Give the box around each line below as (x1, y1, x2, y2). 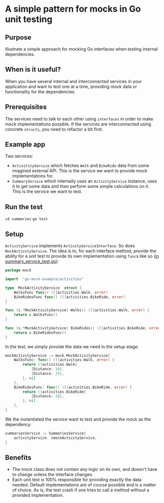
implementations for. (12, 173, 54, 179)
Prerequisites (5, 103, 47, 111)
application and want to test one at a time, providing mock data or (5, 83, 138, 89)
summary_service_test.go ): (5, 259, 60, 264)
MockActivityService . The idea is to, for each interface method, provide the (5, 248, 157, 254)
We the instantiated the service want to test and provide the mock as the (5, 416, 151, 422)
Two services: (5, 153, 33, 159)
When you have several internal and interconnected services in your (5, 78, 143, 84)
